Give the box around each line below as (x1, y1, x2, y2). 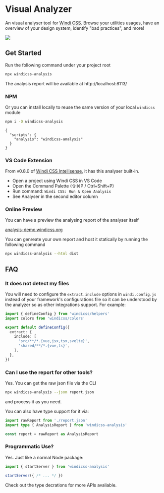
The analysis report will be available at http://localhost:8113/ (5, 80, 127, 86)
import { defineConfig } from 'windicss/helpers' (5, 311, 110, 316)
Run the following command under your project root (5, 62, 111, 68)
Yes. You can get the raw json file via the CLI (5, 380, 97, 386)
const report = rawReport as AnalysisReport (5, 431, 99, 436)
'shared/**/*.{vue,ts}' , (18, 343, 70, 348)
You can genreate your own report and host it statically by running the (5, 237, 148, 243)
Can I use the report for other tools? (5, 369, 93, 375)
